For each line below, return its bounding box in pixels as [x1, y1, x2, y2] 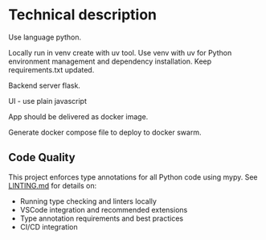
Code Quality [8, 151, 76, 164]
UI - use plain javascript [8, 96, 87, 106]
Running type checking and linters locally [19, 196, 157, 206]
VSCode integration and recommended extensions [19, 205, 188, 214]
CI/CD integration [19, 221, 78, 231]
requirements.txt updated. [8, 64, 95, 74]
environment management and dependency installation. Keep [8, 56, 212, 66]
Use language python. [8, 32, 82, 42]
